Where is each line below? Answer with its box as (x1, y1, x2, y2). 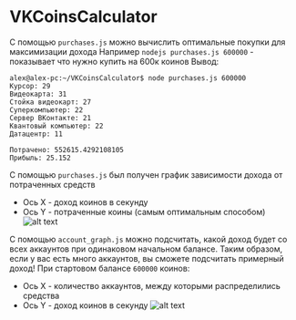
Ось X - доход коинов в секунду (22, 196, 148, 207)
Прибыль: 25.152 (9, 153, 71, 162)
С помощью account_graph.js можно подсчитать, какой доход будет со (9, 233, 288, 244)
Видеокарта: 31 (9, 89, 67, 98)
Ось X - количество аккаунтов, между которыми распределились (22, 280, 281, 291)
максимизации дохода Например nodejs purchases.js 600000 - (9, 46, 254, 57)
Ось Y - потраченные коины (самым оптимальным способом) (22, 206, 266, 217)
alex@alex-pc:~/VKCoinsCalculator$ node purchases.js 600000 (9, 73, 247, 83)
